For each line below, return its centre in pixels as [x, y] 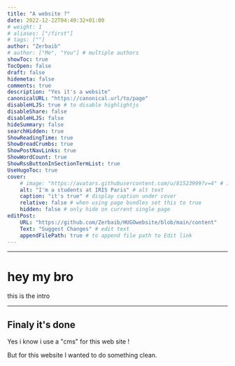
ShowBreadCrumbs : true [40, 144]
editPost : [22, 216]
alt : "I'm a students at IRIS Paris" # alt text [92, 190]
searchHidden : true [36, 131]
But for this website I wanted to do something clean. [82, 355]
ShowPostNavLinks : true [42, 151]
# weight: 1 [24, 27]
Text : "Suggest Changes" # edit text [75, 229]
